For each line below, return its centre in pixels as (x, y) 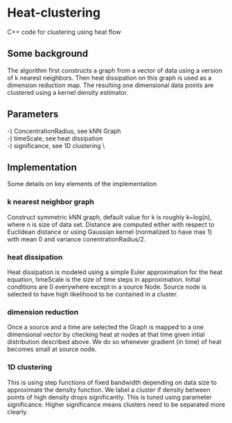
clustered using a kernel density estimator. (68, 92)
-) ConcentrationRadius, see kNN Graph (64, 131)
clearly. (18, 412)
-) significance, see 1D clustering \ (56, 145)
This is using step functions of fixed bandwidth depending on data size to (112, 382)
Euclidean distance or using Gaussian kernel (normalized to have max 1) (110, 232)
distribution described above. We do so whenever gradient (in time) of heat (114, 342)
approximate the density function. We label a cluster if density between (109, 390)
